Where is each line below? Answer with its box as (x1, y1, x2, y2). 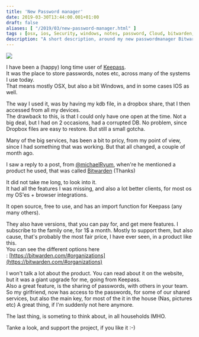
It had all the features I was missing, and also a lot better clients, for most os (6, 185, 192, 192)
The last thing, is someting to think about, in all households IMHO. (6, 313, 166, 320)
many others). (6, 209, 40, 216)
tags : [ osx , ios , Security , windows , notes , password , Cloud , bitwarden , (6, 31, 195, 37)
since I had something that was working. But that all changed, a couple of (6, 143, 185, 150)
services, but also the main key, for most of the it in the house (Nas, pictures (6, 295, 192, 302)
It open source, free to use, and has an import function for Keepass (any (6, 203, 182, 210)
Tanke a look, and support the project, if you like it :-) (6, 324, 136, 331)
